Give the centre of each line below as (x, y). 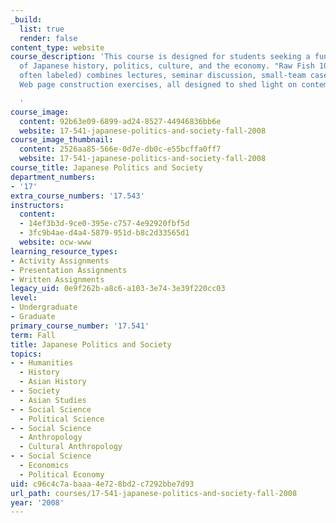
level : (24, 298)
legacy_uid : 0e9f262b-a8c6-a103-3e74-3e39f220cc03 (118, 289)
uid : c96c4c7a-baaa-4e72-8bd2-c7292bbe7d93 (102, 484)
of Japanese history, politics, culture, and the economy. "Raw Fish (167, 66)
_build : (26, 19)
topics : (26, 354)
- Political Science (62, 419)
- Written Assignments (57, 279)
